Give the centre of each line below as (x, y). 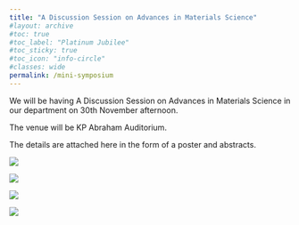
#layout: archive (42, 26)
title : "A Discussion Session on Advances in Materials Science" (133, 17)
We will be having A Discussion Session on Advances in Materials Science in (150, 100)
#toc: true (29, 34)
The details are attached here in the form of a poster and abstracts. (133, 144)
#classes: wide (37, 68)
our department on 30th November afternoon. (94, 110)
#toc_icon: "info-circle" (57, 59)
